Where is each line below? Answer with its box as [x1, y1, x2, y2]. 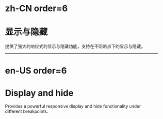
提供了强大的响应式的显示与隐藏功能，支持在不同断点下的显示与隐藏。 [5, 44, 146, 49]
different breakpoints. [5, 108, 49, 114]
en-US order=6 [5, 65, 67, 76]
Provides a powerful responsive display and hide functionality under [5, 104, 141, 109]
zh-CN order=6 [5, 3, 68, 14]
